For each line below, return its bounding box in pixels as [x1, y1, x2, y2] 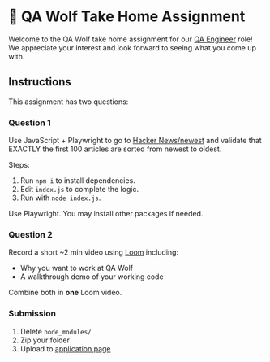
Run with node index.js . [19, 193, 101, 203]
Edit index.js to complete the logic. [19, 185, 139, 194]
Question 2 [8, 229, 53, 240]
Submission [8, 308, 57, 320]
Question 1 [8, 117, 51, 129]
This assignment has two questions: [8, 97, 129, 107]
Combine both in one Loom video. [8, 288, 122, 298]
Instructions [8, 75, 71, 89]
